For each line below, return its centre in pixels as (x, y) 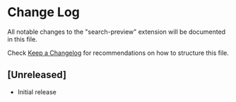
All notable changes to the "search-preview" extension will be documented (117, 32)
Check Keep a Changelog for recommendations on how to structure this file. (118, 53)
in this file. (22, 39)
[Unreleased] (37, 75)
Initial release (37, 91)
